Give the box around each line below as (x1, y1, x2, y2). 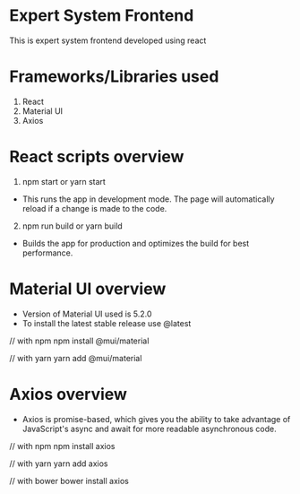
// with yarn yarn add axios (9, 458, 109, 469)
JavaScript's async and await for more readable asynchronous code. (21, 423, 278, 434)
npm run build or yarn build (21, 221, 123, 231)
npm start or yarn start (21, 176, 106, 186)
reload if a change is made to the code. (21, 203, 167, 213)
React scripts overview (9, 147, 184, 167)
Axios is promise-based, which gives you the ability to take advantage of (21, 413, 291, 424)
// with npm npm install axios (9, 440, 116, 451)
